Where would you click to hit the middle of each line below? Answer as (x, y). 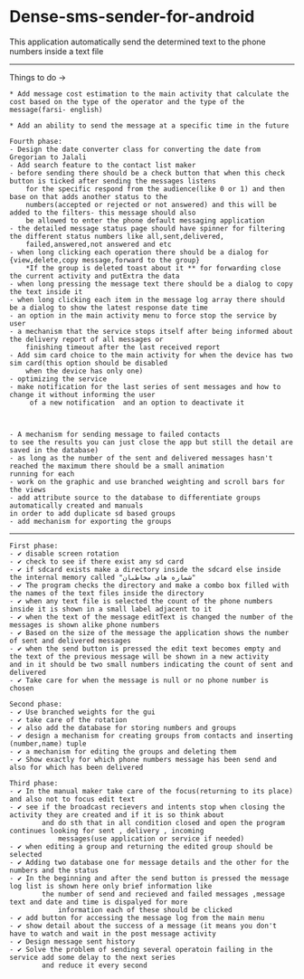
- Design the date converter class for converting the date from (135, 149)
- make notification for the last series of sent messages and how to (145, 386)
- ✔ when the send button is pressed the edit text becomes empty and (145, 649)
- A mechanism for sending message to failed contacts (115, 434)
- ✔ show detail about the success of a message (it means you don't (143, 926)
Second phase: (36, 704)
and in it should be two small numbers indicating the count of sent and (152, 664)
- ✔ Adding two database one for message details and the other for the (149, 862)
